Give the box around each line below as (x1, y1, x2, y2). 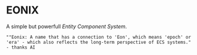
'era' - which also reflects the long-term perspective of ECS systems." (6, 39, 192, 45)
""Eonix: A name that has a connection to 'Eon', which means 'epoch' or (6, 34, 192, 40)
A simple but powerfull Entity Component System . (6, 23, 127, 30)
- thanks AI (6, 44, 35, 50)
